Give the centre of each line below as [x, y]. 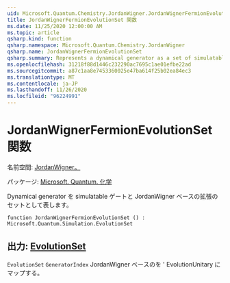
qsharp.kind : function [39, 39]
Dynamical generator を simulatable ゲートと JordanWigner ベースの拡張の [113, 196]
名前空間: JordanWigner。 [44, 167]
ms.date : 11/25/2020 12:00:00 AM [55, 26]
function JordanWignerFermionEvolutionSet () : [76, 218]
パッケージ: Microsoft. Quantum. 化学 [60, 182]
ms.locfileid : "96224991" [44, 97]
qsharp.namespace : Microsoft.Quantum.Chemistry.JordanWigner [96, 45]
